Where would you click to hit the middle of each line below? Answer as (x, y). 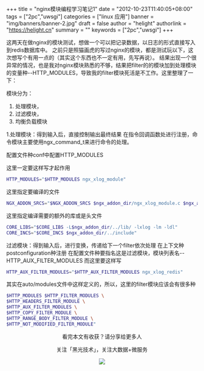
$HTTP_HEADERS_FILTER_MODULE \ (46, 302)
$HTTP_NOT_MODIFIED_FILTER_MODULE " (51, 324)
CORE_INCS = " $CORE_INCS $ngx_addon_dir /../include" (72, 233)
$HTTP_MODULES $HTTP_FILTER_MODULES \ (55, 296)
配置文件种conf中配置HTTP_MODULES (55, 155)
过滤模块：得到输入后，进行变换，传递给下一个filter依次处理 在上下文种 (95, 245)
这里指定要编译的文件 (33, 192)
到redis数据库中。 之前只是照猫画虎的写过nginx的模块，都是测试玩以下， (97, 50)
